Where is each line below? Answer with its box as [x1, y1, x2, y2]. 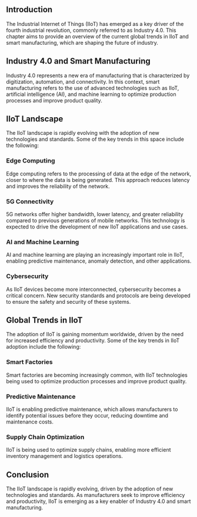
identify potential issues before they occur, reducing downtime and [6, 412, 169, 419]
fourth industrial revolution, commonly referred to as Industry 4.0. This [6, 26, 176, 34]
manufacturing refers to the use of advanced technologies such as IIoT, [6, 84, 179, 91]
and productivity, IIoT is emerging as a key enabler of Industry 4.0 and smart [6, 498, 191, 505]
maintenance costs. [6, 418, 54, 426]
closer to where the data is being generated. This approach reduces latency [6, 176, 190, 183]
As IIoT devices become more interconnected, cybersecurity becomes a [6, 286, 181, 293]
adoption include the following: [6, 343, 81, 350]
